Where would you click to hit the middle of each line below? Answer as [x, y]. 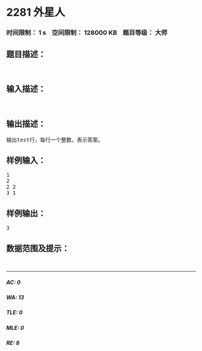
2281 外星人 [36, 12]
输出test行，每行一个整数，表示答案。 [55, 140]
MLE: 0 [15, 328]
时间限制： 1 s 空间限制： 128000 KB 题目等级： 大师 [87, 33]
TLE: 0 [14, 312]
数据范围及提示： [38, 248]
